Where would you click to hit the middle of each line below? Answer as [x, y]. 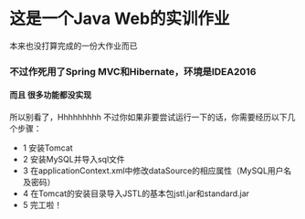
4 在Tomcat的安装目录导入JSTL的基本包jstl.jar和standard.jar [136, 193]
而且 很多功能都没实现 [51, 95]
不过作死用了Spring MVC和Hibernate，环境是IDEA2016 [133, 71]
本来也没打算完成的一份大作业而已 [74, 46]
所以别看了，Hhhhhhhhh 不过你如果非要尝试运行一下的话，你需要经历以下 [148, 117]
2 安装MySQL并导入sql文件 [74, 160]
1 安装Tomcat [47, 148]
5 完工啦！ [42, 205]
